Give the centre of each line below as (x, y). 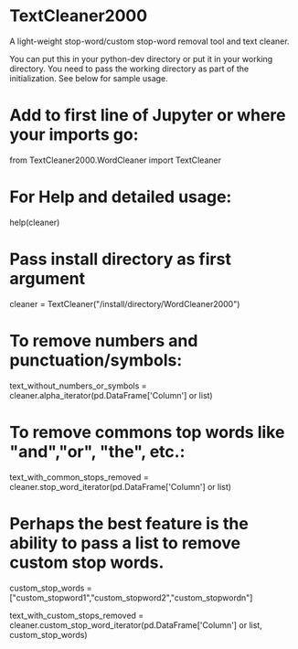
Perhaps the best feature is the (129, 523)
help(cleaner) (35, 222)
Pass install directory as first (120, 259)
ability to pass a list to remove (125, 543)
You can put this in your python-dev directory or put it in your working (141, 59)
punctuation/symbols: (96, 360)
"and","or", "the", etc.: (97, 451)
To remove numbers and (104, 340)
